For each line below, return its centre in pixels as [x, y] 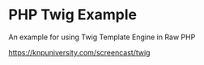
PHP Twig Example [73, 15]
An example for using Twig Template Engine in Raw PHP [102, 37]
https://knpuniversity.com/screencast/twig [79, 52]
